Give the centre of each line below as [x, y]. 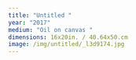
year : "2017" [29, 23]
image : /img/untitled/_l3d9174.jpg [66, 44]
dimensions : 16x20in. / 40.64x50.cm [68, 37]
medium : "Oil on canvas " [50, 30]
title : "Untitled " [40, 15]
